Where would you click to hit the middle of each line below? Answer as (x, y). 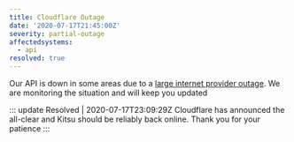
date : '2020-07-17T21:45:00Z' (65, 26)
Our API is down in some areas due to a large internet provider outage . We (145, 83)
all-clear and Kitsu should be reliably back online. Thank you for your (135, 119)
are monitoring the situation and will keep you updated (108, 93)
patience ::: (30, 128)
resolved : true (37, 58)
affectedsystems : (41, 42)
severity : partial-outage (57, 34)
